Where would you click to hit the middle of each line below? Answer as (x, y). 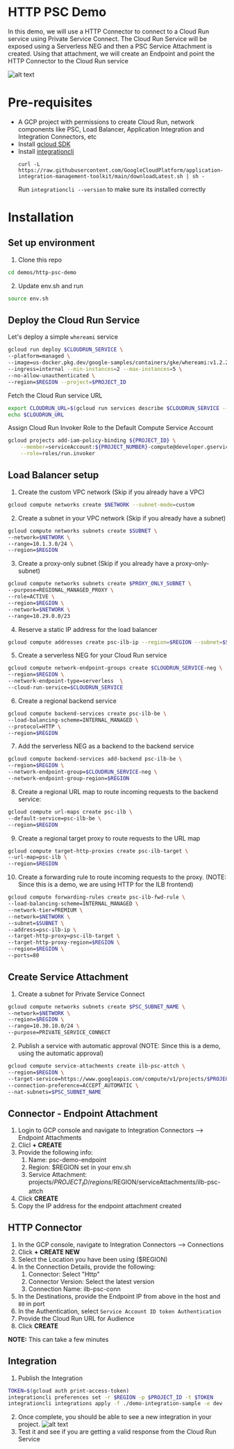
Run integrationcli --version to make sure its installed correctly (112, 189)
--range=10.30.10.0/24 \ (44, 1026)
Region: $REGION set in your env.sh (80, 1167)
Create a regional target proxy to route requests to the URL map (109, 838)
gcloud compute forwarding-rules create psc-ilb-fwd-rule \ (97, 897)
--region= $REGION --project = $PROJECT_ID (67, 382)
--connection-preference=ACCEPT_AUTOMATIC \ (73, 1085)
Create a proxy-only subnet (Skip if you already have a (96, 564)
